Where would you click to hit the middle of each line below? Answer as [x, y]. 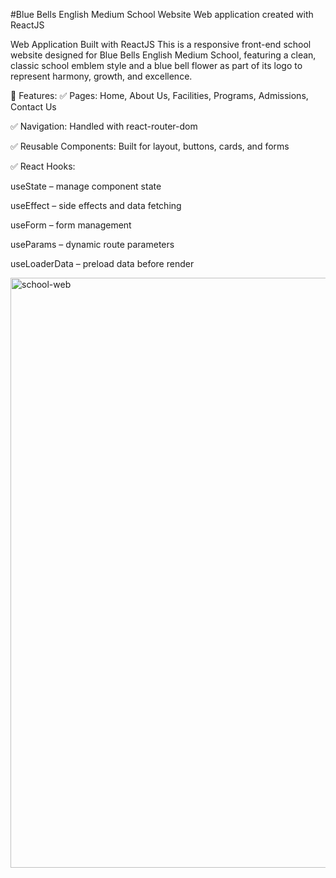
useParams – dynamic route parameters [92, 244]
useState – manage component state [86, 186]
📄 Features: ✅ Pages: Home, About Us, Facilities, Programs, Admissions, [159, 95]
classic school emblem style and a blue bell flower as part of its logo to [156, 65]
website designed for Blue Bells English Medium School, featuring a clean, [163, 55]
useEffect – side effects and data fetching [96, 205]
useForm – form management [71, 225]
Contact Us [33, 107]
